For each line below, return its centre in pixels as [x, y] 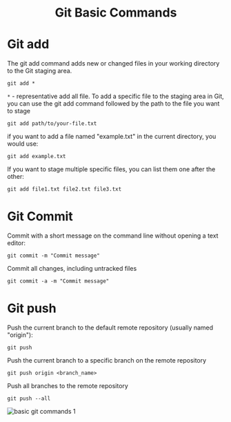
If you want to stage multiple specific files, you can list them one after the [111, 169]
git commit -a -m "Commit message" [58, 281]
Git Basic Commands [116, 13]
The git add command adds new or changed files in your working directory [113, 64]
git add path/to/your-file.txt [52, 124]
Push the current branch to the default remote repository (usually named [110, 327]
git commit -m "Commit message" [53, 256]
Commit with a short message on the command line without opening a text [113, 236]
